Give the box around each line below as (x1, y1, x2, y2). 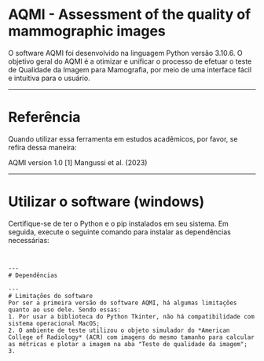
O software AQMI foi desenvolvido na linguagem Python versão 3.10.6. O (8, 48, 243, 57)
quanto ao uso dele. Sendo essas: (8, 305, 122, 314)
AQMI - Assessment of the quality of (8, 6, 251, 24)
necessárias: (8, 235, 49, 245)
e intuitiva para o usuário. (8, 73, 90, 83)
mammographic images (8, 22, 167, 40)
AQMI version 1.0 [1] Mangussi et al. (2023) (8, 157, 148, 167)
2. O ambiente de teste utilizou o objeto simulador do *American (8, 326, 230, 334)
